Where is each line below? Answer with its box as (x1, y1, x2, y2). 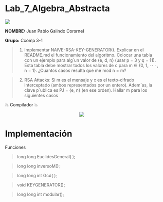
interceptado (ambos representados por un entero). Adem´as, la (24, 82, 152, 88)
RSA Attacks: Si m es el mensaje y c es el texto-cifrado (24, 77, 135, 83)
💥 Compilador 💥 (5, 101, 38, 107)
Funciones (5, 144, 26, 150)
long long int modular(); (17, 191, 64, 197)
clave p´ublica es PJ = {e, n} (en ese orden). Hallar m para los (24, 87, 147, 93)
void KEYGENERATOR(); (17, 182, 65, 187)
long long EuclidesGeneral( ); (17, 153, 75, 159)
